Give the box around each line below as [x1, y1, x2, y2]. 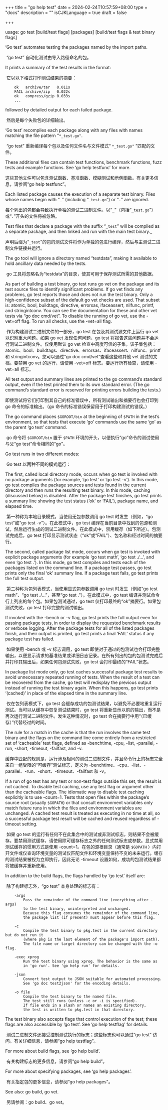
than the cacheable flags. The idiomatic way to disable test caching [5, 789, 144, 795]
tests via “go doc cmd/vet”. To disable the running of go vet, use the [5, 313, 145, 319]
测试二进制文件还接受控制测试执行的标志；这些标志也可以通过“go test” [6, 1032, 151, 1038]
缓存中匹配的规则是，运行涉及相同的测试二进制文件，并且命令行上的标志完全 [5, 756, 163, 762]
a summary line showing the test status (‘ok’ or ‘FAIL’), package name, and [5, 498, 158, 504]
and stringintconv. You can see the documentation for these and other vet [5, 308, 157, 313]
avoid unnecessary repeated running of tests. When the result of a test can [5, 674, 160, 680]
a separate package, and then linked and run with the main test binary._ [5, 228, 152, 234]
